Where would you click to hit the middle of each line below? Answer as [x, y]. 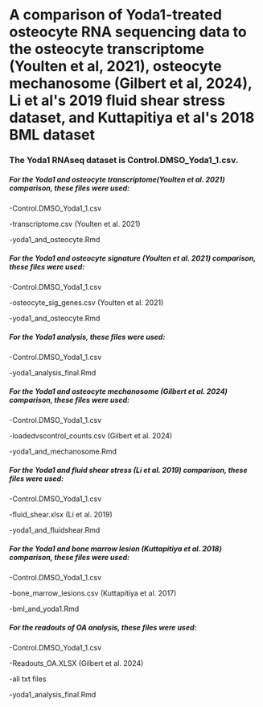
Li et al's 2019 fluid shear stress [117, 100]
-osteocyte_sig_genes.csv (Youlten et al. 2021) [86, 303]
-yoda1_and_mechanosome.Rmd [63, 451]
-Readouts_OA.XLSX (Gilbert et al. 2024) [76, 663]
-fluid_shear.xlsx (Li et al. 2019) [61, 514]
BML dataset [52, 135]
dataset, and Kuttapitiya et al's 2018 [132, 118]
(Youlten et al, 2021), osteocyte [115, 67]
